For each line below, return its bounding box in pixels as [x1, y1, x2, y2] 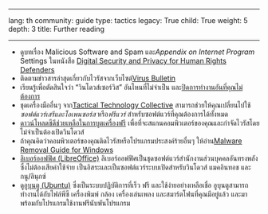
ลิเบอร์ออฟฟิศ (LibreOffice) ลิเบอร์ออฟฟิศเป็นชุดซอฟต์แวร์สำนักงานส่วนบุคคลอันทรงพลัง [19, 154, 258, 163]
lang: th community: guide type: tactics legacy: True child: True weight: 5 [8, 16, 249, 25]
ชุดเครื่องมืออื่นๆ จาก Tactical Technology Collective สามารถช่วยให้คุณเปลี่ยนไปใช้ [19, 100, 251, 110]
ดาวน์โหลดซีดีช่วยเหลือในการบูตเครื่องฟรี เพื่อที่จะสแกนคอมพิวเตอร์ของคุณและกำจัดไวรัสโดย [19, 119, 260, 127]
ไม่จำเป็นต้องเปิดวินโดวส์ [19, 127, 85, 136]
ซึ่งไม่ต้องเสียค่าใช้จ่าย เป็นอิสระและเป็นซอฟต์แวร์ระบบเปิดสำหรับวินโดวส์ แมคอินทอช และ [19, 162, 251, 172]
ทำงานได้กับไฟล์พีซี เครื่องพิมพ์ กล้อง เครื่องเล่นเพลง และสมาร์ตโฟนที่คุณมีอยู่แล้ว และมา [19, 189, 248, 199]
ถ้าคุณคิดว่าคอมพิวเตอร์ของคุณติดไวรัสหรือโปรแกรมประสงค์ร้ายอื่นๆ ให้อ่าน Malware [19, 136, 242, 146]
